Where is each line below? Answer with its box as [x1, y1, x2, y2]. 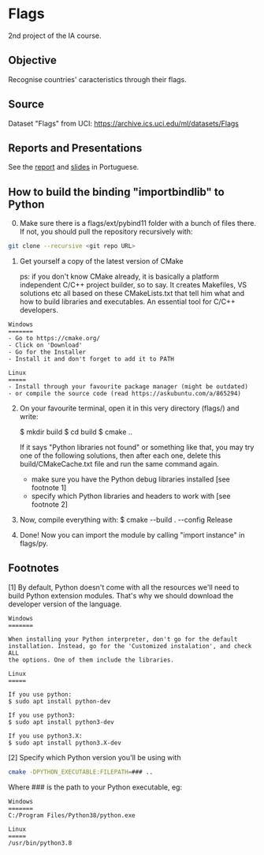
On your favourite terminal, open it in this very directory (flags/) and [19, 403, 240, 413]
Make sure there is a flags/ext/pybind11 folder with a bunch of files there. [19, 219, 256, 228]
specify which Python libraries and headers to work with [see [31, 491, 231, 501]
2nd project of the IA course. [8, 31, 102, 40]
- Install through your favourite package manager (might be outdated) [8, 383, 248, 391]
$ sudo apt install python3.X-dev [8, 739, 122, 747]
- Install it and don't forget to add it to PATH [8, 355, 175, 363]
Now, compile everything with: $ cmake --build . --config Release [19, 515, 233, 525]
